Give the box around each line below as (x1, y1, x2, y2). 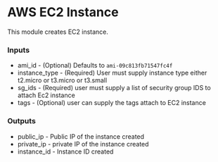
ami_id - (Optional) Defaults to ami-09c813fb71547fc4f (17, 61, 173, 70)
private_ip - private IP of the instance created (17, 139, 149, 148)
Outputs (7, 116, 37, 126)
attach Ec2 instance (17, 91, 75, 99)
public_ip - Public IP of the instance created (17, 132, 145, 141)
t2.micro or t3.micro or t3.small (17, 76, 108, 85)
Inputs (7, 45, 30, 55)
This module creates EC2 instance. (7, 27, 109, 36)
